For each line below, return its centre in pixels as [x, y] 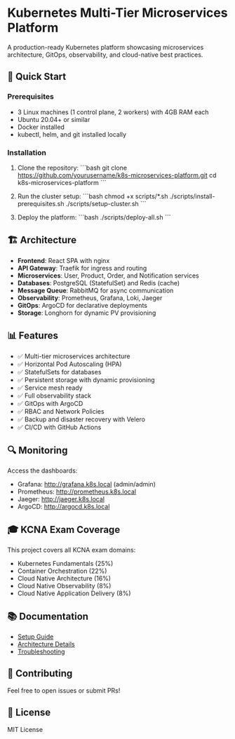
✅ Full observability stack [54, 395]
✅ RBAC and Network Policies [61, 411]
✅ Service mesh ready [50, 388]
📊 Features [33, 335]
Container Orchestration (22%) [62, 571]
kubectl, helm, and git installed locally [72, 134]
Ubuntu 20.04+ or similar [54, 119]
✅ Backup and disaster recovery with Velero [81, 419]
